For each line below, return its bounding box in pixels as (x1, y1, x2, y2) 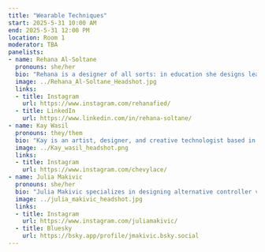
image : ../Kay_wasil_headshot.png (15, 144, 129, 152)
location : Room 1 (8, 33, 65, 42)
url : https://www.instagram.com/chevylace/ (22, 166, 168, 174)
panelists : (8, 48, 44, 56)
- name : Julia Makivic (8, 173, 83, 182)
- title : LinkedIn (15, 107, 77, 115)
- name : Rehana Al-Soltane (8, 56, 97, 64)
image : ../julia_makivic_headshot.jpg (15, 195, 144, 203)
